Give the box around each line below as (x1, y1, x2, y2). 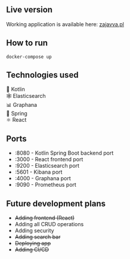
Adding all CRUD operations (14, 221, 84, 228)
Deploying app (14, 240, 51, 247)
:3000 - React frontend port (14, 156, 83, 163)
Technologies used (6, 70, 79, 80)
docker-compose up (6, 54, 52, 60)
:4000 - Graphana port (14, 175, 72, 182)
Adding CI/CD (14, 246, 49, 253)
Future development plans (6, 198, 106, 208)
